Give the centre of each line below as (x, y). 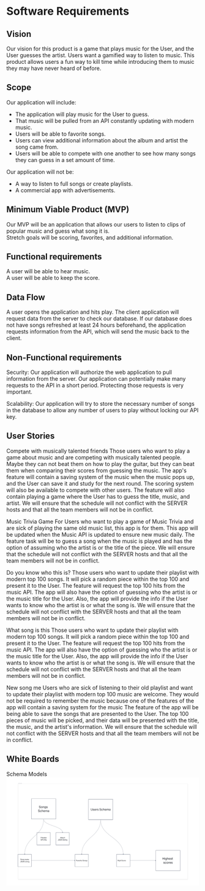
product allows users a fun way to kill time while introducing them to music (100, 62)
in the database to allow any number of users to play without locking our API (102, 410)
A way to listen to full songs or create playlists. (74, 184)
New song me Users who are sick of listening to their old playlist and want (100, 687)
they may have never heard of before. (54, 68)
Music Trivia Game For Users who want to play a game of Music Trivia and (100, 521)
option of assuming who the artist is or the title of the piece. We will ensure (101, 547)
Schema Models (27, 774)
